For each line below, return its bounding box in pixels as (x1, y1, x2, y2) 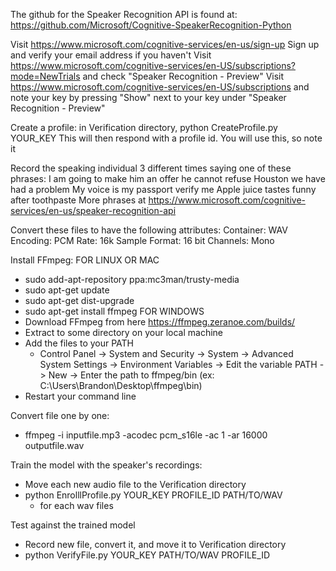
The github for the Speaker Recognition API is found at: (10, 9, 238, 20)
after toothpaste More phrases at (10, 194, 147, 206)
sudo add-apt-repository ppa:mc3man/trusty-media (24, 274, 240, 285)
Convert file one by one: (10, 410, 110, 421)
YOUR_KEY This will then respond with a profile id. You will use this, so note (10, 132, 323, 144)
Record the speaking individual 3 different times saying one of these (10, 162, 292, 174)
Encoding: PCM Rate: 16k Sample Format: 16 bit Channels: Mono (10, 235, 275, 246)
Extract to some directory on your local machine (24, 327, 223, 338)
